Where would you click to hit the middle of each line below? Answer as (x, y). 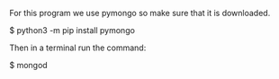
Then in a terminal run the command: (78, 48)
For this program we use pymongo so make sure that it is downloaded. (140, 13)
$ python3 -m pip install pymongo (72, 30)
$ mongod (28, 65)
